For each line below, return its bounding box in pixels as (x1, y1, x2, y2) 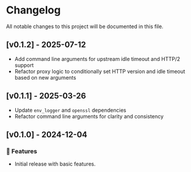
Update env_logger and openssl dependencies (14, 106, 127, 113)
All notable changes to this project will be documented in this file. (6, 23, 164, 30)
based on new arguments (14, 74, 76, 81)
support (14, 61, 34, 68)
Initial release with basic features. (14, 160, 95, 167)
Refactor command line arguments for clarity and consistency (14, 112, 164, 120)
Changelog (6, 4, 61, 17)
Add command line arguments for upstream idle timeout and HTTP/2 (14, 55, 180, 62)
